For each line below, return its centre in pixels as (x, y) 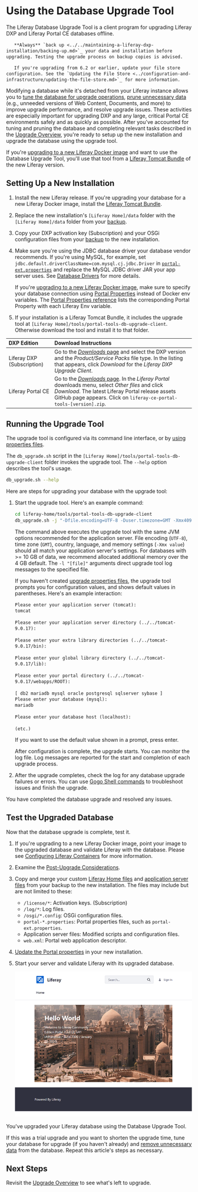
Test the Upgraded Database (60, 818)
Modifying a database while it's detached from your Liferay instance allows (97, 90)
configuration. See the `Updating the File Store (68, 74)
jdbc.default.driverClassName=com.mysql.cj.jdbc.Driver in (88, 263)
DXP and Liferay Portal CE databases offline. (60, 33)
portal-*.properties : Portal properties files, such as (87, 921)
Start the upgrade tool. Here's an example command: (79, 502)
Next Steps (27, 1169)
